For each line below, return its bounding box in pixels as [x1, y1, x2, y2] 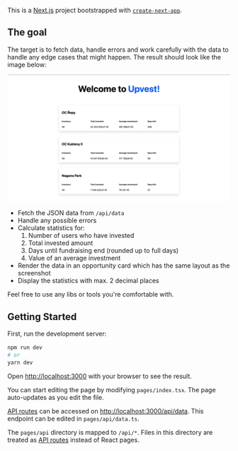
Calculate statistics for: [17, 224, 85, 232]
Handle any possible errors [17, 216, 97, 225]
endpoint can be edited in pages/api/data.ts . [7, 414, 140, 423]
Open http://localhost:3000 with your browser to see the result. [7, 372, 193, 380]
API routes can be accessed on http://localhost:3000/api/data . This [7, 406, 204, 415]
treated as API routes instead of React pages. [7, 435, 140, 444]
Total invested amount [28, 239, 93, 247]
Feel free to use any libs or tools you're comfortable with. [7, 290, 174, 299]
